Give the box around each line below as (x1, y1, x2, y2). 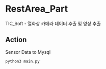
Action (5, 36, 27, 44)
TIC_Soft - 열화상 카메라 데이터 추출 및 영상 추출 (5, 20, 101, 26)
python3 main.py (5, 59, 40, 64)
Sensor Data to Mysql (5, 49, 51, 55)
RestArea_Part (5, 3, 68, 15)
